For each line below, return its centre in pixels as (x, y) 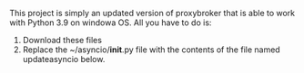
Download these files (62, 40)
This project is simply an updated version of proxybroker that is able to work (152, 13)
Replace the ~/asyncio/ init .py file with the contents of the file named (151, 50)
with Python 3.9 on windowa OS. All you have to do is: (111, 23)
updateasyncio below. (64, 59)
